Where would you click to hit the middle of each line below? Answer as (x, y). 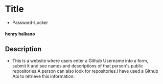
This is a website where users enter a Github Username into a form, (80, 61)
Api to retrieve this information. (43, 76)
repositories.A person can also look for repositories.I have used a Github (85, 71)
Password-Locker (30, 22)
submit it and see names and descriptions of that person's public (78, 66)
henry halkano (20, 34)
